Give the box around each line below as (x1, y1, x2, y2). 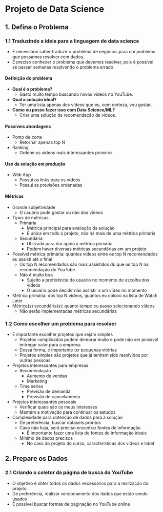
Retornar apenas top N (19, 139, 65, 145)
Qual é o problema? (12, 86, 53, 92)
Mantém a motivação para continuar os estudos (19, 409, 116, 415)
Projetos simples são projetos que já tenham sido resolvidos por (19, 352, 148, 358)
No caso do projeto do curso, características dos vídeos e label (26, 440, 155, 446)
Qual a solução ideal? (12, 97, 57, 103)
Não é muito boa (19, 272, 53, 277)
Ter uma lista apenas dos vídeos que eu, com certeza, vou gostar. (19, 102, 152, 108)
